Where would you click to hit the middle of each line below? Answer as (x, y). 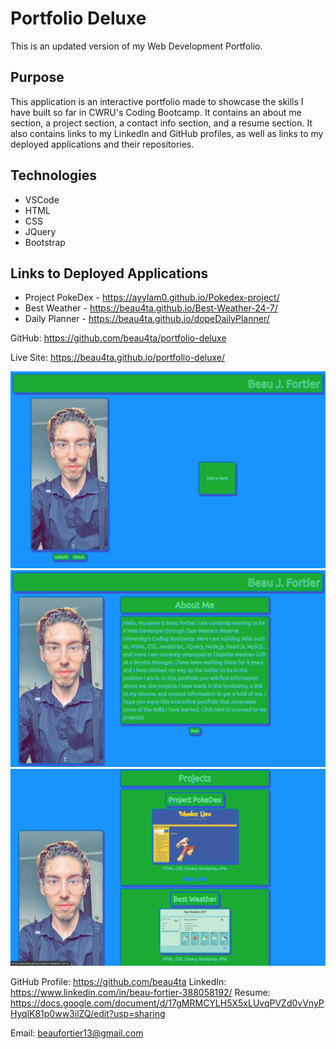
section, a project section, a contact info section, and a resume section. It (161, 123)
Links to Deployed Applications (109, 273)
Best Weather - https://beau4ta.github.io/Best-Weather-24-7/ (151, 308)
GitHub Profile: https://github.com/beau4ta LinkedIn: (118, 982)
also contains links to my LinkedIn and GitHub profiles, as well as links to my (167, 133)
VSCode (42, 199)
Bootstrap (45, 242)
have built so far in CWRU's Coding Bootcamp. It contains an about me (156, 112)
